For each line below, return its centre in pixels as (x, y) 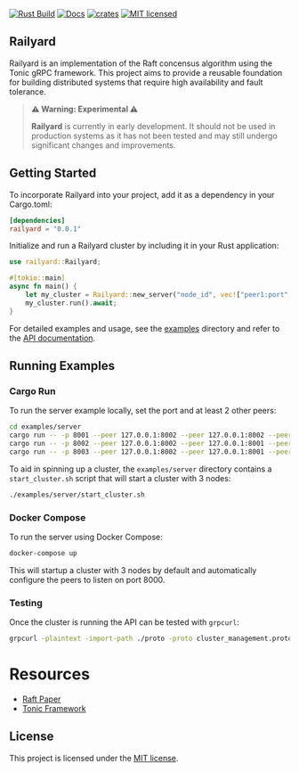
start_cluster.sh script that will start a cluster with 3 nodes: (120, 478)
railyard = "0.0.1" (45, 229)
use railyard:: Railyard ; (55, 262)
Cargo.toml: (31, 204)
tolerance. (28, 91)
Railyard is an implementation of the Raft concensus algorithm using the (141, 63)
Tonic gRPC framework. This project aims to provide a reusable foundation (146, 72)
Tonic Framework (54, 708)
